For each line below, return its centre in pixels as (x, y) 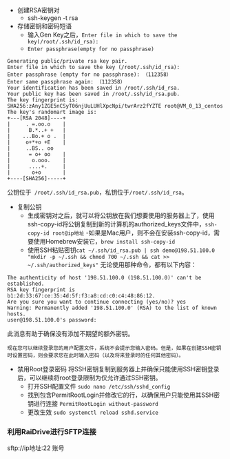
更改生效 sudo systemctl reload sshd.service (93, 412)
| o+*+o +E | (37, 142)
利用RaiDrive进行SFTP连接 (52, 431)
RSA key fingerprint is (41, 290)
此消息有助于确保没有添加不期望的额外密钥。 (71, 334)
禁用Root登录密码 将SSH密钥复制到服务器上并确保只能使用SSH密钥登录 (118, 369)
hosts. (17, 314)
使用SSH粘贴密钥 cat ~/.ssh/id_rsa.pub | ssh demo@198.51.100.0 (121, 250)
